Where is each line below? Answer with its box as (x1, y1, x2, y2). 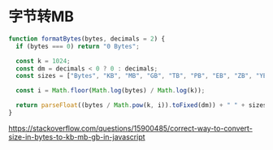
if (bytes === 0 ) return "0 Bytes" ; (15, 42, 140, 50)
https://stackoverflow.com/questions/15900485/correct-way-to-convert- (8, 123, 253, 133)
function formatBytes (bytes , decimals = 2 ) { (8, 34, 165, 43)
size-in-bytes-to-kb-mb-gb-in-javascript (8, 131, 145, 142)
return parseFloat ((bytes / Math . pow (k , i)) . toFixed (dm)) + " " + (15, 101, 245, 109)
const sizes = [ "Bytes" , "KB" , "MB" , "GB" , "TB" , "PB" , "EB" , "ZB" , (15, 72, 253, 80)
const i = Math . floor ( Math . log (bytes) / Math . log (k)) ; (15, 87, 206, 95)
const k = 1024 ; (15, 57, 71, 65)
